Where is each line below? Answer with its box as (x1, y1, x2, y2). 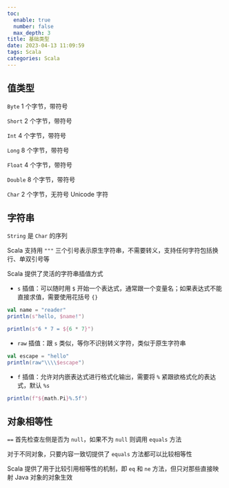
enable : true (13, 17, 51, 23)
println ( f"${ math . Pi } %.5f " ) (7, 395, 88, 402)
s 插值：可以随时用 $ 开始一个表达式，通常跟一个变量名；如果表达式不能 (17, 284, 222, 293)
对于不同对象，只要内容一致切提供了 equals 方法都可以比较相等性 (7, 450, 192, 458)
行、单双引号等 (7, 255, 50, 263)
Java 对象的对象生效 (14, 474, 73, 482)
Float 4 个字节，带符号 (7, 160, 72, 169)
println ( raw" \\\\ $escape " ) (7, 359, 85, 366)
